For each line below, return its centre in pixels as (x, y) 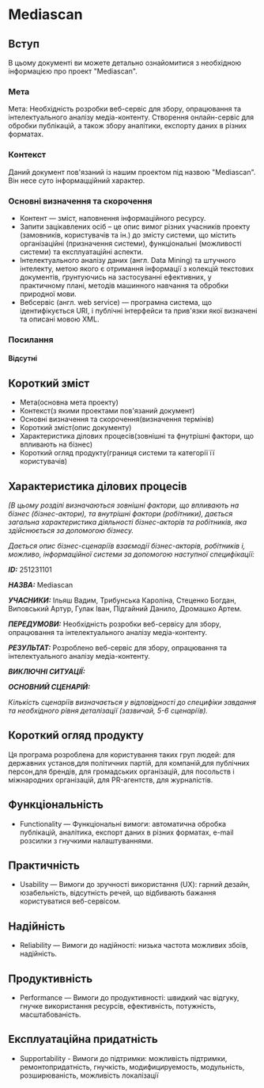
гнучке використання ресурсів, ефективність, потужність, (118, 1006)
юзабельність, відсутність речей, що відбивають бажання (118, 893)
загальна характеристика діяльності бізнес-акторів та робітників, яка (128, 522)
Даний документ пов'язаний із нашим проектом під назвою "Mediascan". (132, 172)
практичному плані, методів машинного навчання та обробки (124, 285)
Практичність (44, 866)
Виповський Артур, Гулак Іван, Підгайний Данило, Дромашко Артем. (125, 609)
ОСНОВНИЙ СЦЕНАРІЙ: (49, 687)
